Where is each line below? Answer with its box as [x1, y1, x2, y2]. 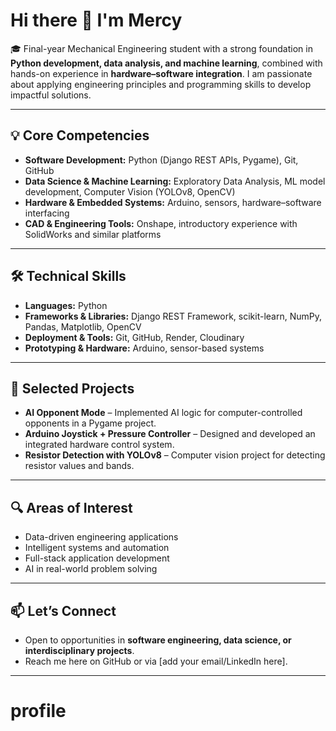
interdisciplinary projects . [24, 645, 135, 656]
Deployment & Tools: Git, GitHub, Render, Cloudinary [24, 331, 245, 343]
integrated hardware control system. [24, 439, 175, 451]
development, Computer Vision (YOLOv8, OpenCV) [24, 185, 236, 198]
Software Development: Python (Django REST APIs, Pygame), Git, [24, 154, 299, 166]
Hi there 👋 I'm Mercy [10, 9, 183, 32]
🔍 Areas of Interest [10, 499, 133, 516]
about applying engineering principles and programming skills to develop [10, 78, 312, 90]
